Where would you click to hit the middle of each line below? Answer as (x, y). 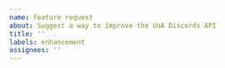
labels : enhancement (48, 42)
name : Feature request (51, 17)
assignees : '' (36, 50)
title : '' (28, 34)
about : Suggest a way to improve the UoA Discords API (113, 26)
